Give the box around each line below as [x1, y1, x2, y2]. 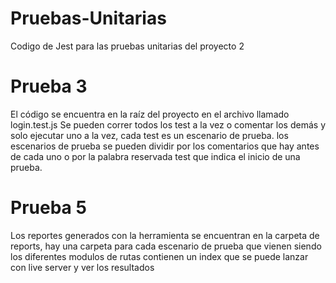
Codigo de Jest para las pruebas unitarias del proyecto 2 [10, 40, 245, 52]
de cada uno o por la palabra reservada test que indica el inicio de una [10, 150, 301, 162]
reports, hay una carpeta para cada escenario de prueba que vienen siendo [10, 240, 322, 252]
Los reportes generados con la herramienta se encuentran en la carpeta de [10, 229, 320, 241]
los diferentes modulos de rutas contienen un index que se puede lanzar [10, 250, 309, 262]
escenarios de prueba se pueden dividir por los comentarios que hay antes [10, 140, 320, 152]
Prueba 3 [10, 75, 88, 98]
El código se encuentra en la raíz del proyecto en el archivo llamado [10, 108, 290, 120]
